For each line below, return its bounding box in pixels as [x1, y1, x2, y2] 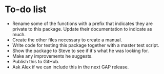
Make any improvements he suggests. [12, 53, 93, 59]
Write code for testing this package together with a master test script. [12, 42, 159, 48]
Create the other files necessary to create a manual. [12, 37, 122, 43]
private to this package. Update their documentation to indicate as [12, 26, 152, 32]
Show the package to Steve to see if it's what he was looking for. [12, 47, 149, 54]
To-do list [5, 4, 47, 15]
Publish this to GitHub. [12, 58, 60, 64]
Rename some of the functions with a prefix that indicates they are [12, 20, 153, 27]
